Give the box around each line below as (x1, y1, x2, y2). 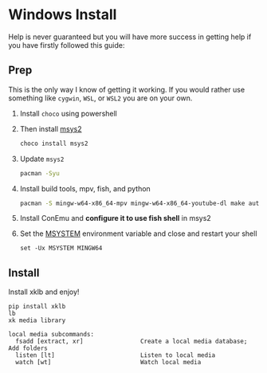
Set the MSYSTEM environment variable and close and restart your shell (19, 229, 257, 238)
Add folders (8, 344, 48, 352)
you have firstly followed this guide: (8, 40, 125, 49)
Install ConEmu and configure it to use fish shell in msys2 (19, 214, 211, 223)
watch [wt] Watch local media (15, 359, 202, 367)
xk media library (8, 316, 66, 324)
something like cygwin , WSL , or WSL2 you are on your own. (8, 93, 193, 103)
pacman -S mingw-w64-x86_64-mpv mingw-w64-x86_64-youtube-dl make (19, 199, 245, 207)
